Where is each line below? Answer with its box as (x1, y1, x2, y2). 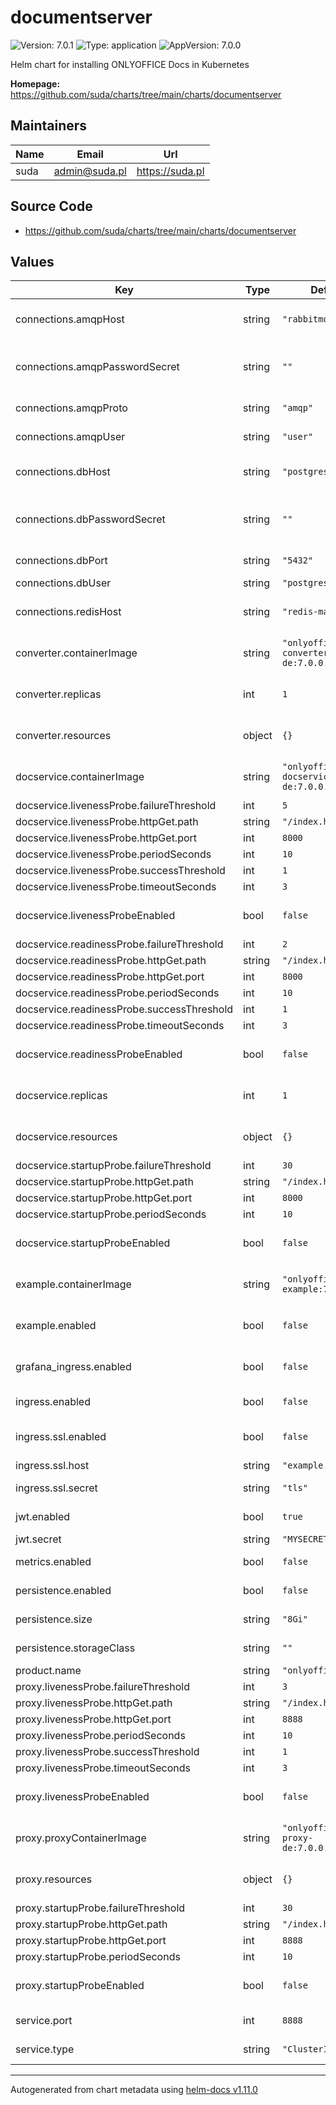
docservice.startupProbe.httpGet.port (15, 1191, 193, 1205)
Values (10, 253, 55, 270)
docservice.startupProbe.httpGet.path (15, 1175, 194, 1189)
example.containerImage (15, 1277, 132, 1291)
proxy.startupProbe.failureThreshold (15, 1901, 186, 1915)
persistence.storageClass (15, 1641, 136, 1655)
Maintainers (10, 117, 88, 135)
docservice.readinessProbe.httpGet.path (15, 954, 207, 968)
